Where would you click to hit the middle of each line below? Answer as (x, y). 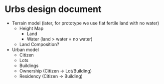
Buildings (29, 65)
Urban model (25, 49)
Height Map (31, 28)
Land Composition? (39, 44)
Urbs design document (53, 9)
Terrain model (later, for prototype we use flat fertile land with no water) (85, 23)
